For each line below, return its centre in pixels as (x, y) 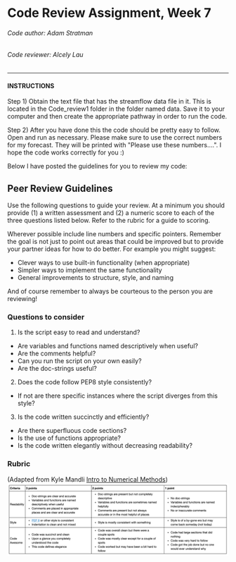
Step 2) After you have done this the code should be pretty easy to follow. (114, 130)
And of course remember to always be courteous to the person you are (110, 291)
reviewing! (22, 299)
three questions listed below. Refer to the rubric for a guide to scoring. (109, 221)
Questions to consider (46, 317)
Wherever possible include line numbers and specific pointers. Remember (114, 234)
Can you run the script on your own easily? (79, 361)
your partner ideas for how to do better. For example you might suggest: (112, 249)
